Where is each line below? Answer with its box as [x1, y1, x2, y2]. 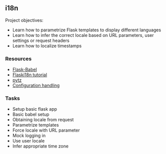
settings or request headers [12, 37, 70, 43]
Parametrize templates [12, 122, 59, 128]
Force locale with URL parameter [12, 127, 80, 134]
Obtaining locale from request [12, 117, 74, 123]
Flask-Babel [12, 67, 37, 73]
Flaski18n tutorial [12, 72, 47, 78]
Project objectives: [5, 17, 44, 23]
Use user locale [12, 138, 45, 144]
